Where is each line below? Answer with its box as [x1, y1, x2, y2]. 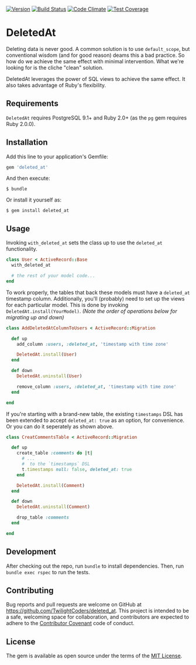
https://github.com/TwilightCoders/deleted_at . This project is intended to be [6, 607, 189, 615]
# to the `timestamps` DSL [21, 461, 91, 467]
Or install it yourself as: [6, 196, 61, 203]
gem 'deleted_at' [6, 164, 49, 170]
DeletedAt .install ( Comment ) [16, 482, 85, 489]
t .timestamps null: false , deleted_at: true [21, 466, 132, 472]
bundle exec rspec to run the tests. [6, 568, 90, 575]
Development [6, 547, 57, 557]
